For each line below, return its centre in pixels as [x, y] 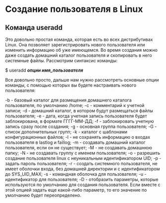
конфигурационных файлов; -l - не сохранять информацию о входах [78, 137]
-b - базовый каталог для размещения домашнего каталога [68, 100]
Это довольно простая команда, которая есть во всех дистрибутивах [79, 39]
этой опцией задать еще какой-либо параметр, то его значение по [76, 190]
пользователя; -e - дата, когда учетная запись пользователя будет [76, 116]
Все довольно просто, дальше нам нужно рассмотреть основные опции [82, 80]
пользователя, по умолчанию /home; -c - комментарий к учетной [75, 105]
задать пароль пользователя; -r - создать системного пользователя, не [81, 163]
